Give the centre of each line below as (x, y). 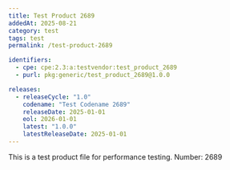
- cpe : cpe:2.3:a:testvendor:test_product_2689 (97, 68)
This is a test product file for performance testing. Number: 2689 (115, 156)
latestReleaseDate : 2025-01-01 (75, 134)
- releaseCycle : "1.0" (53, 97)
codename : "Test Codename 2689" (77, 104)
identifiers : (30, 60)
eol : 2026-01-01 (50, 119)
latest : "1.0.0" (50, 127)
